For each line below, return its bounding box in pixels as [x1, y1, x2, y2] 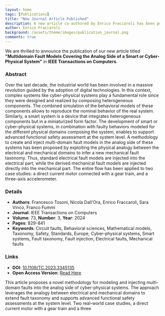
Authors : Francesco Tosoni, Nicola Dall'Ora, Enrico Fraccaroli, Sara [12, 200, 149, 205]
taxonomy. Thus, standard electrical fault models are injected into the [5, 155, 145, 161]
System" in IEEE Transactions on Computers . [24, 58, 118, 64]
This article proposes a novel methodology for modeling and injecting [5, 279, 146, 285]
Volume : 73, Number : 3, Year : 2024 [12, 215, 85, 221]
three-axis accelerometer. [5, 176, 57, 182]
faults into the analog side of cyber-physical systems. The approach [21, 285, 159, 290]
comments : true [5, 35, 36, 40]
